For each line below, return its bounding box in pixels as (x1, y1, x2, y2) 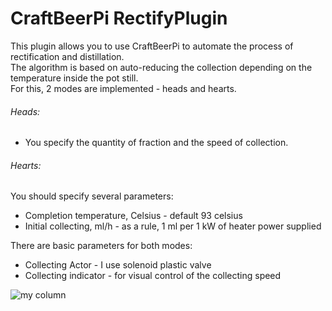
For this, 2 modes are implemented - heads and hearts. (10, 82, 237, 94)
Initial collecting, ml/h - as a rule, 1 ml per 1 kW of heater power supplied (24, 220, 322, 232)
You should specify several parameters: (10, 190, 174, 202)
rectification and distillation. (10, 50, 125, 62)
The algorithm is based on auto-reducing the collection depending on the (10, 61, 313, 73)
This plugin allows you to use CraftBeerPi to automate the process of (10, 40, 294, 52)
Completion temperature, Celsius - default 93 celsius (24, 210, 243, 222)
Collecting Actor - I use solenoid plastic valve (24, 259, 212, 271)
